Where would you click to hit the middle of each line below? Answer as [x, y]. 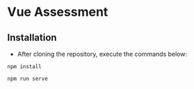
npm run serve [28, 79]
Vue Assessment [58, 12]
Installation [32, 38]
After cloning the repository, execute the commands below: [102, 54]
